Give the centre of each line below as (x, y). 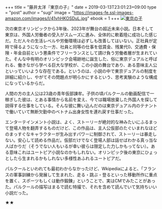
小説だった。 (18, 193)
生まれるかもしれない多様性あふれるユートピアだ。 (73, 158)
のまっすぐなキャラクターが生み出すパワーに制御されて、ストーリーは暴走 (79, 134)
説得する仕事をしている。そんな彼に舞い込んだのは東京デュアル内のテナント (81, 105)
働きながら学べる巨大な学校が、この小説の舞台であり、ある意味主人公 (88, 65)
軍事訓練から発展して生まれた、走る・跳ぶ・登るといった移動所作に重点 (85, 175)
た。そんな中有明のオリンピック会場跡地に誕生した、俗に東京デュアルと (77, 59)
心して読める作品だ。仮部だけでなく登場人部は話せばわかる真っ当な (89, 140)
